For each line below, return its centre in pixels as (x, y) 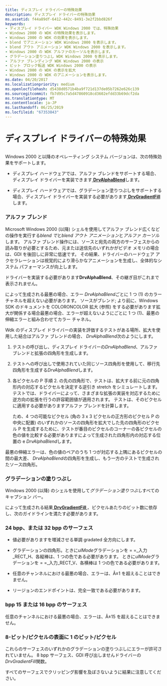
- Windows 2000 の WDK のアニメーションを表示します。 (57, 75)
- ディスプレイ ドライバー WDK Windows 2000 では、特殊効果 (62, 29)
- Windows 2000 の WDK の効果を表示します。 (48, 38)
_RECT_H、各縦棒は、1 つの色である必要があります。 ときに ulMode (82, 557)
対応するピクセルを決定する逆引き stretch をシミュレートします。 (93, 387)
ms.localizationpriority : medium (40, 84)
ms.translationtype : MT (30, 98)
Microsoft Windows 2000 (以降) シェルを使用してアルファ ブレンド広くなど (83, 229)
